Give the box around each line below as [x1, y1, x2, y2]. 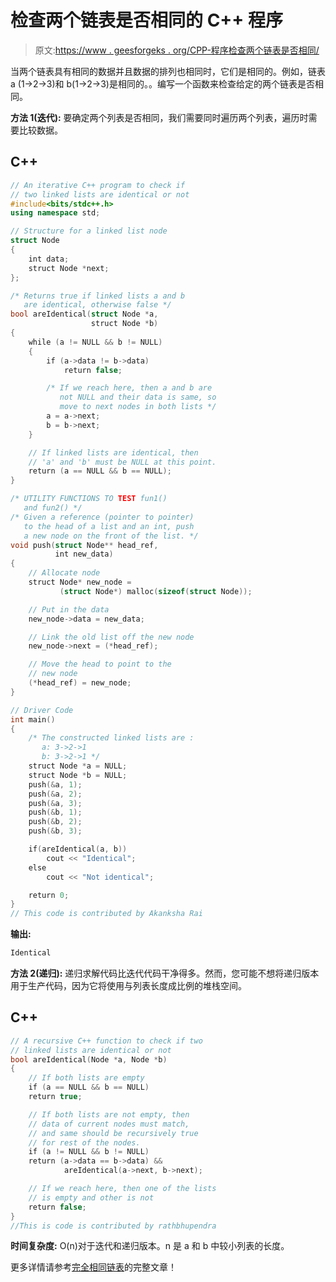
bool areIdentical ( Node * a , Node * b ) [10, 1054, 168, 1065]
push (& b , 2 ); [28, 817, 83, 827]
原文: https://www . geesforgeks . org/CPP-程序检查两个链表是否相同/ [34, 44, 320, 56]
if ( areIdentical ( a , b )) [28, 844, 128, 854]
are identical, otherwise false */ [23, 300, 172, 310]
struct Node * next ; [28, 263, 110, 273]
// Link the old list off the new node [28, 632, 195, 642]
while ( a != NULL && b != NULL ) [28, 337, 163, 347]
